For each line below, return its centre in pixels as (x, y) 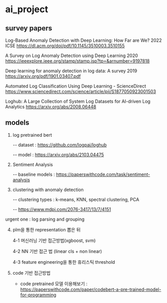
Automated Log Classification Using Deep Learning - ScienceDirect (76, 86)
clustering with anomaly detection (48, 190)
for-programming (38, 295)
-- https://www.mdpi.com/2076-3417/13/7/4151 (62, 209)
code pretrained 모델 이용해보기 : (54, 284)
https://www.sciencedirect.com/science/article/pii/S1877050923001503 (81, 92)
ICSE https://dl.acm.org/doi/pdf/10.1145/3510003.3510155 (65, 46)
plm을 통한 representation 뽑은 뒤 (46, 229)
